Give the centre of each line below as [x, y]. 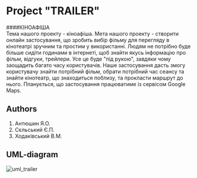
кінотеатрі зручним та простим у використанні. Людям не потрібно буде [99, 46]
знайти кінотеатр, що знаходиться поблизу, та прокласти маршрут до [95, 78]
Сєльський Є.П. [34, 129]
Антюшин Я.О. [32, 123]
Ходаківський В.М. [38, 136]
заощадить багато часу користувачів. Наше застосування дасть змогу [96, 65]
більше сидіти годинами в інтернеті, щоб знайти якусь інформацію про [96, 52]
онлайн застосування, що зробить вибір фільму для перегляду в [88, 40]
